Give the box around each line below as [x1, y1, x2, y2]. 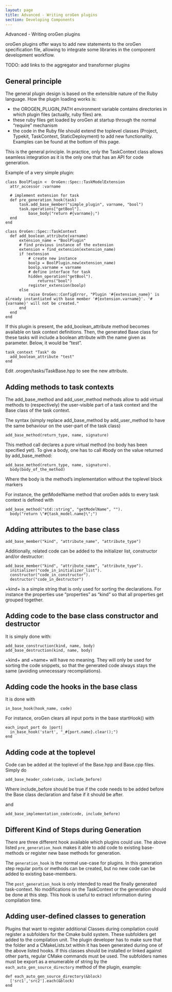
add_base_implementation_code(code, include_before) [5, 812, 121, 817]
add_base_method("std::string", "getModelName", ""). [5, 507, 123, 512]
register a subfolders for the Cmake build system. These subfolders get [5, 931, 157, 937]
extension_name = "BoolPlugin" [18, 238, 86, 243]
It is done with [5, 696, 35, 702]
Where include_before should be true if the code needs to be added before [5, 786, 164, 792]
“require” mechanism [12, 122, 58, 128]
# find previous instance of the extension [18, 243, 114, 248]
